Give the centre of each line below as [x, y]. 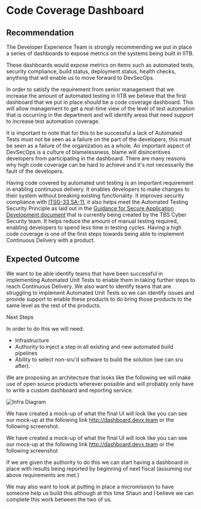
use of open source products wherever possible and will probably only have [100, 384]
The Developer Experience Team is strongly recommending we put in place [99, 47]
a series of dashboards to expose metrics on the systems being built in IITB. [100, 53]
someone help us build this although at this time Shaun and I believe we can [100, 493]
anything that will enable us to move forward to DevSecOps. [80, 78]
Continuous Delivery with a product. [51, 240]
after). [22, 366]
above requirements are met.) [43, 475]
